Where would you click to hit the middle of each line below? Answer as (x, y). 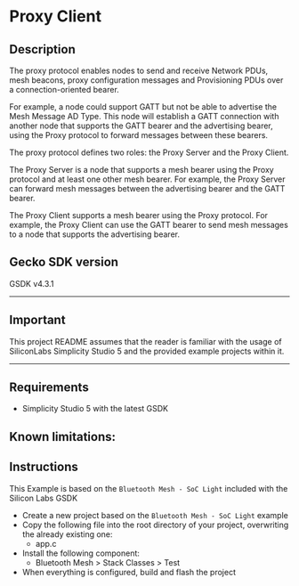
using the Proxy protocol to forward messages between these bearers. (139, 135)
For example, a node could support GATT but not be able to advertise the (143, 107)
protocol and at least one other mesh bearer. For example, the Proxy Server (147, 179)
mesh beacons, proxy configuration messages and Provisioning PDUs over (146, 80)
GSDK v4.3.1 (32, 283)
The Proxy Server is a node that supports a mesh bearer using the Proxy (141, 170)
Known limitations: (62, 437)
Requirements (49, 388)
